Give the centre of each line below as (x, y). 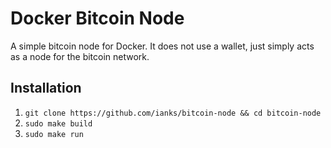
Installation (46, 88)
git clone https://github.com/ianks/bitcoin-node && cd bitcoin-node (173, 113)
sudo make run (54, 134)
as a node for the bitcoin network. (80, 56)
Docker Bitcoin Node (97, 18)
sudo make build (58, 123)
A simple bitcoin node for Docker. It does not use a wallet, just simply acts (162, 46)
